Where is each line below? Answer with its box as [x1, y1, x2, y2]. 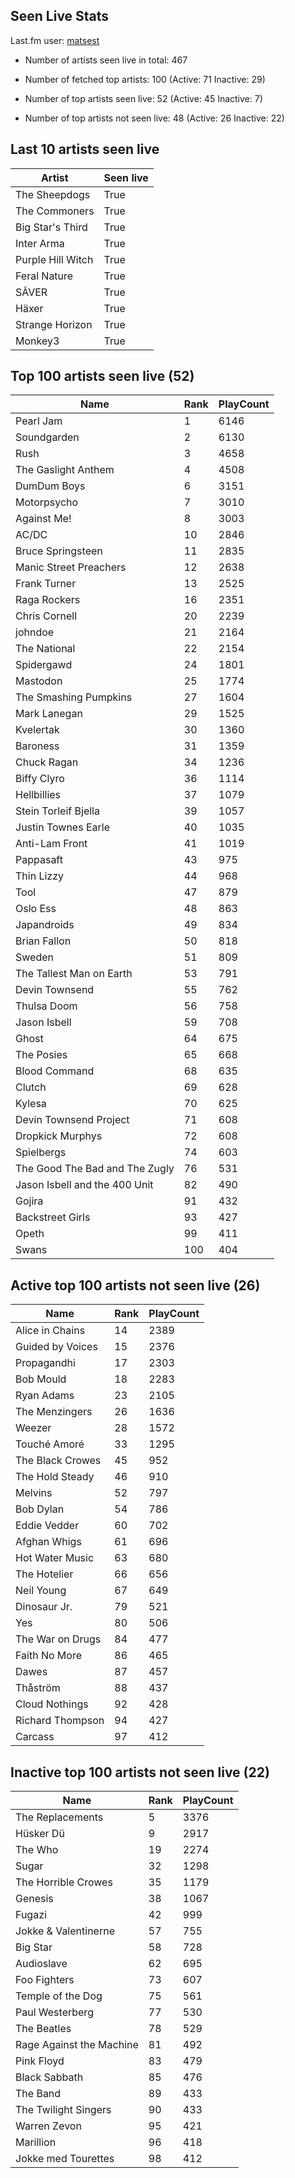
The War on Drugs [15, 1632, 102, 1646]
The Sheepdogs [15, 187, 91, 201]
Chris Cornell [15, 609, 78, 623]
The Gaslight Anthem [15, 463, 115, 477]
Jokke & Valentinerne [15, 1924, 115, 1938]
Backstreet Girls [15, 1210, 91, 1224]
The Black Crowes [15, 1454, 102, 1468]
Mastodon [15, 674, 63, 688]
